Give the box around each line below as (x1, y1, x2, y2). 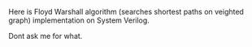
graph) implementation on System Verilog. (8, 15, 150, 25)
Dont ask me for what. (8, 32, 83, 41)
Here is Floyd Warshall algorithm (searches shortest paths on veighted (8, 7, 244, 16)
